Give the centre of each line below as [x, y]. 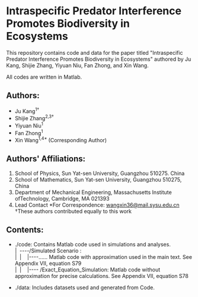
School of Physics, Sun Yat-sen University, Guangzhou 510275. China [100, 173]
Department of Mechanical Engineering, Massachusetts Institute [93, 192]
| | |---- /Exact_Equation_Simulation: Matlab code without [87, 270]
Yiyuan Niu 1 [29, 125]
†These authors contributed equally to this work [73, 211]
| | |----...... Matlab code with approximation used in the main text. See [103, 257]
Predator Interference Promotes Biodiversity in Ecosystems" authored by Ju [99, 59]
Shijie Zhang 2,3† [34, 118]
